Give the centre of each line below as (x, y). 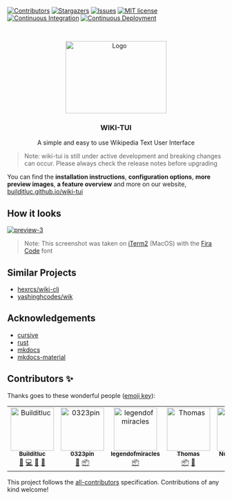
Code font (38, 251)
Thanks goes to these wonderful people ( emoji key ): (81, 395)
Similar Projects (42, 272)
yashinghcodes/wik (45, 296)
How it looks (34, 214)
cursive (28, 335)
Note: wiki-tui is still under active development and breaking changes (123, 156)
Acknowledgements (51, 318)
